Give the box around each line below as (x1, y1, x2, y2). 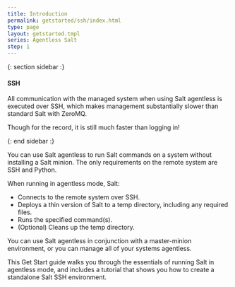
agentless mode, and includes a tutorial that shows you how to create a (7, 266, 215, 274)
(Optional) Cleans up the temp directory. (17, 223, 135, 232)
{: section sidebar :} (7, 63, 65, 71)
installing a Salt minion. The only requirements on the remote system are (7, 158, 218, 167)
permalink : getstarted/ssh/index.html (7, 17, 121, 24)
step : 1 (7, 43, 30, 50)
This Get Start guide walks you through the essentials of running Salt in (7, 258, 215, 266)
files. (17, 208, 32, 216)
